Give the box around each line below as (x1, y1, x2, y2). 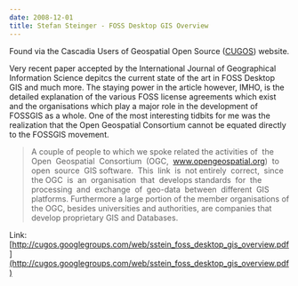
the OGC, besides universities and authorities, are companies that (30, 203, 272, 213)
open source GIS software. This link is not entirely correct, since (30, 165, 285, 176)
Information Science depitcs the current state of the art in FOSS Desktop (9, 72, 276, 83)
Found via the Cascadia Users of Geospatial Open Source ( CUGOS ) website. (9, 45, 290, 56)
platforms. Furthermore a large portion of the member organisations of (30, 193, 290, 204)
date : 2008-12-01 (9, 12, 74, 22)
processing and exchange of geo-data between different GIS (30, 184, 270, 195)
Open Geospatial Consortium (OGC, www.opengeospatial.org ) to (30, 155, 280, 166)
